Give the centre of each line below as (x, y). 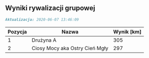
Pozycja (17, 32)
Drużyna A (44, 40)
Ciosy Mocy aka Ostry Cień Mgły (70, 48)
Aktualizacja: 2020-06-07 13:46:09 (42, 19)
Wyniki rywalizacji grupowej (50, 8)
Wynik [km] (127, 32)
